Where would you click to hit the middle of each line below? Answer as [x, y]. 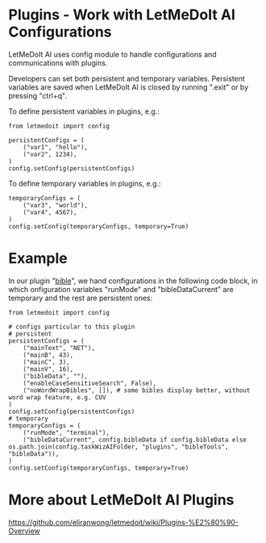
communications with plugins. [58, 63]
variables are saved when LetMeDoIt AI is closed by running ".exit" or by [129, 87]
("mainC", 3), [46, 362]
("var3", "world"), [56, 205]
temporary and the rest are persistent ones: [81, 298]
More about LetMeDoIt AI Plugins [121, 500]
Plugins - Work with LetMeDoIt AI [122, 15]
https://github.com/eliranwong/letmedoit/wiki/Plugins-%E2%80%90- [124, 522]
